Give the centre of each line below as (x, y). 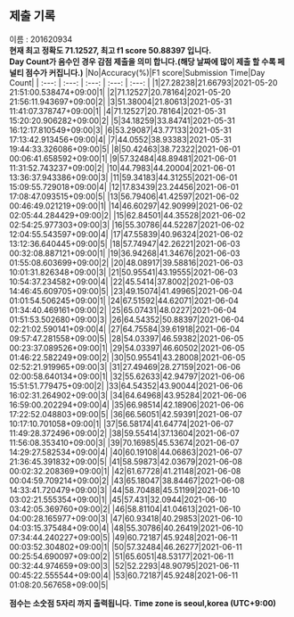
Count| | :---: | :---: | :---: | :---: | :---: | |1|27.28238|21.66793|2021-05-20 (143, 82)
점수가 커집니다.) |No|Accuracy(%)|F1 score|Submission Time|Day (145, 72)
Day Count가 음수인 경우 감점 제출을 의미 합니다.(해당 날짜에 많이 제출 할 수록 (143, 62)
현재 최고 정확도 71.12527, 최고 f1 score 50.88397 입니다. (110, 50)
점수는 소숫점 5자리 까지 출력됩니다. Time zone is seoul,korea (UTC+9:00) (143, 603)
